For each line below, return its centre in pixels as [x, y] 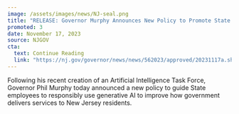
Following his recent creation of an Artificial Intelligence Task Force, [107, 80]
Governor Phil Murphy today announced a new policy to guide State [107, 87]
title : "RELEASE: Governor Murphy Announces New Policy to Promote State [119, 21]
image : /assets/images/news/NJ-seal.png [68, 14]
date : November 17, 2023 [44, 34]
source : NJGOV [28, 40]
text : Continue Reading [49, 54]
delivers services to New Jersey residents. [70, 103]
